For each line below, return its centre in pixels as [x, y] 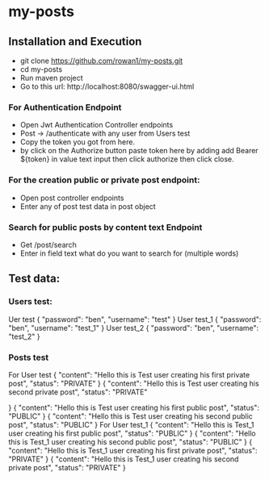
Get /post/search [48, 244]
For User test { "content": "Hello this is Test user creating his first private [129, 374]
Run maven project [51, 78]
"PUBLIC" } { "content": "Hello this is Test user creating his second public [130, 416]
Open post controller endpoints [72, 198]
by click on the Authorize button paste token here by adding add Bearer [139, 151]
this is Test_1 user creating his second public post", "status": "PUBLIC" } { [130, 441]
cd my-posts [41, 69]
